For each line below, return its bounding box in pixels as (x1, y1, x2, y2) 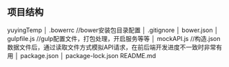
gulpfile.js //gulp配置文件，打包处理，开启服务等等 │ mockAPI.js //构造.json (7, 34, 221, 42)
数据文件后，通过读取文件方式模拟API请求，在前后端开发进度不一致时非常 (7, 43, 217, 51)
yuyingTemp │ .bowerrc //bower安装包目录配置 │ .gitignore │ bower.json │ (7, 26, 219, 34)
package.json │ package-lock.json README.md (20, 51, 157, 59)
